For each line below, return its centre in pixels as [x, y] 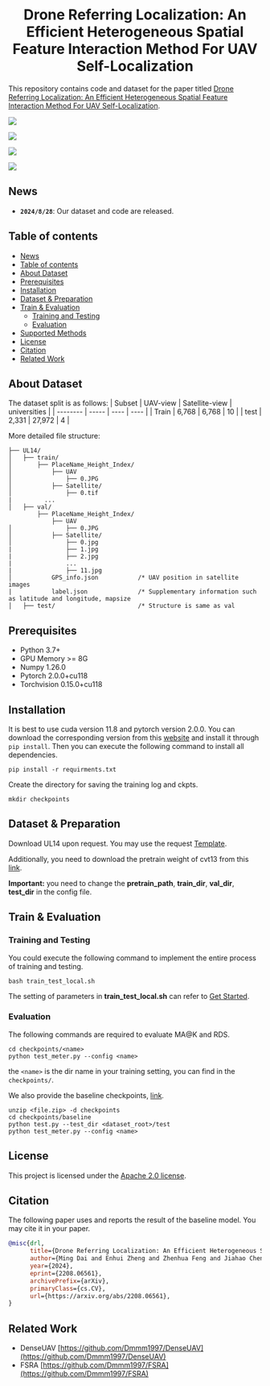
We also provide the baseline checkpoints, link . [86, 1095]
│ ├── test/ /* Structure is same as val [122, 606]
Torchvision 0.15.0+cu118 [61, 685]
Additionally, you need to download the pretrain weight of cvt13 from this [129, 859]
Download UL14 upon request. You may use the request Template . [118, 843]
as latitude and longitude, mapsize [70, 599]
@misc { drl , [27, 1243]
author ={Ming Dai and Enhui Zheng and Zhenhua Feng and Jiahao [138, 1259]
